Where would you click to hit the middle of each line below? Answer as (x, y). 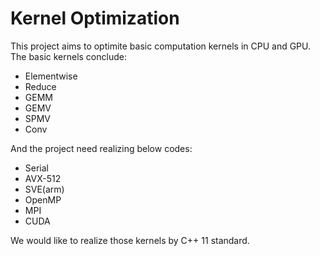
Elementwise (51, 76)
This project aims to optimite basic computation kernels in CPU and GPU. (161, 46)
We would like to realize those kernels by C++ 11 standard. (130, 240)
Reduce (40, 86)
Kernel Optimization (95, 18)
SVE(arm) (44, 189)
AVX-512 (43, 178)
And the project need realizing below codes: (101, 148)
